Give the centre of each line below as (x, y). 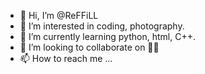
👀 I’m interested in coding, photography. (102, 26)
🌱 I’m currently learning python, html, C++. (107, 36)
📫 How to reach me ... (66, 58)
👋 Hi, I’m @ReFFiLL (59, 15)
